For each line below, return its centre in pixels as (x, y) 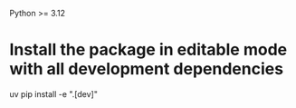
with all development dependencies (146, 69)
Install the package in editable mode (148, 50)
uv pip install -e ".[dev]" (53, 93)
